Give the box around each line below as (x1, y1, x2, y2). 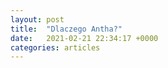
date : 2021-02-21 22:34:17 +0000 (10, 33, 159, 43)
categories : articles (10, 42, 101, 53)
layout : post (10, 14, 65, 25)
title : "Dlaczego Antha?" (10, 24, 123, 34)
